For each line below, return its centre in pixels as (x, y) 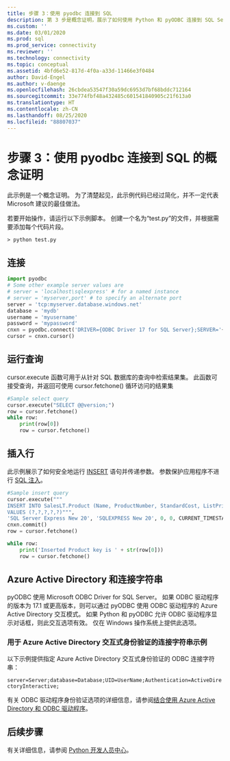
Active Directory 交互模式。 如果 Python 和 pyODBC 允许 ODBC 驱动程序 (109, 614)
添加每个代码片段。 (40, 227)
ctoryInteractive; (33, 686)
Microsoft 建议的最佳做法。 (46, 204)
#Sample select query (38, 398)
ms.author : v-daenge (37, 84)
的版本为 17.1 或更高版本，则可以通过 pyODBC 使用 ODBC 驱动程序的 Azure (112, 606)
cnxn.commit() (27, 525)
